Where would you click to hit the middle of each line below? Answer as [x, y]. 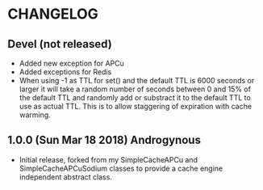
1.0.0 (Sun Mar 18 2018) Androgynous [104, 140]
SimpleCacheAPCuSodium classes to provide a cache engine [121, 168]
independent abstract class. [65, 177]
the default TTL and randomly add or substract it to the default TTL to [135, 97]
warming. [35, 115]
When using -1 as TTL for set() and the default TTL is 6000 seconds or [137, 80]
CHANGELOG [53, 14]
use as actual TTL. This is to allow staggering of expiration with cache [135, 106]
